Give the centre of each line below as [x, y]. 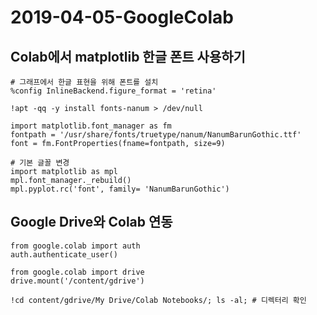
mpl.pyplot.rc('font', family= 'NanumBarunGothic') [120, 189]
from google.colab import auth [75, 246]
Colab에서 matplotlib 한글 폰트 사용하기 [128, 56]
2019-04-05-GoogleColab [122, 17]
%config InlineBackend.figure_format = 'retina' [113, 91]
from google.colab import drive [77, 272]
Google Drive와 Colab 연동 [91, 222]
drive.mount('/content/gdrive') [77, 281]
